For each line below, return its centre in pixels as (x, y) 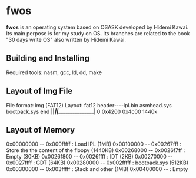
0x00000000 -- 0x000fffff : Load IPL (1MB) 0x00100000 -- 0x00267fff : (94, 144)
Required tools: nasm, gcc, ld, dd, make (54, 72)
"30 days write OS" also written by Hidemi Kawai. (66, 39)
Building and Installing (48, 58)
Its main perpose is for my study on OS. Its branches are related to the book (98, 33)
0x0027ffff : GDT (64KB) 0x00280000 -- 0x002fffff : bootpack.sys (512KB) (97, 163)
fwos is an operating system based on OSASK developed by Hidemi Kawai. (97, 27)
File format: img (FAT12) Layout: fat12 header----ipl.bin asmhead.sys (89, 105)
